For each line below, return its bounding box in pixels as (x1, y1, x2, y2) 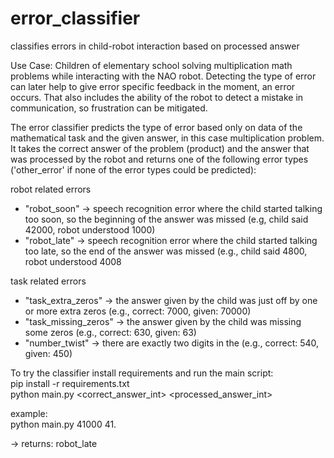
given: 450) (24, 347, 73, 359)
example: (10, 407, 48, 419)
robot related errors (10, 183, 92, 195)
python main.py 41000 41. (10, 418, 117, 430)
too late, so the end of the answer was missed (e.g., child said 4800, (24, 245, 308, 257)
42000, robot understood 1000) (24, 223, 156, 236)
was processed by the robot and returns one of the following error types (10, 153, 309, 165)
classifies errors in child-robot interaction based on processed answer (10, 40, 300, 52)
